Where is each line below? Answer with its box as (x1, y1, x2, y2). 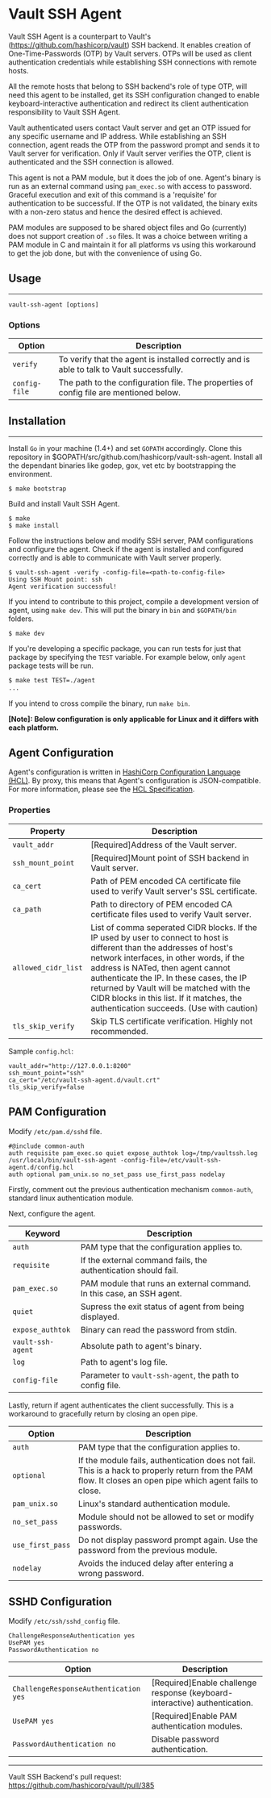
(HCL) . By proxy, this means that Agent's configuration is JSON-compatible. (8, 776, 261, 786)
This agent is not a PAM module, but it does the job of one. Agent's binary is (8, 173, 261, 182)
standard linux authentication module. (8, 1193, 135, 1203)
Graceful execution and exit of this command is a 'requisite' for (8, 190, 218, 199)
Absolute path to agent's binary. (80, 1340, 202, 1351)
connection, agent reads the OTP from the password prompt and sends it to (8, 140, 261, 149)
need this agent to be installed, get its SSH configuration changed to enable (8, 90, 260, 99)
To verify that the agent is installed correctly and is (58, 354, 250, 365)
